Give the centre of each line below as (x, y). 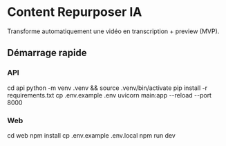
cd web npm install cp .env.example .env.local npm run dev (92, 135)
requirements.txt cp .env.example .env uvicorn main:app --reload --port (110, 95)
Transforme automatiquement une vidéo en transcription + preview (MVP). (113, 31)
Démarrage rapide (47, 53)
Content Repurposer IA (75, 12)
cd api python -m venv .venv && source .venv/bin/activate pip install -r (107, 88)
